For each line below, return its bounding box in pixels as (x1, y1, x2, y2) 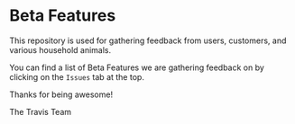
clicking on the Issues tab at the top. (9, 71, 144, 82)
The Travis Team (9, 106, 72, 117)
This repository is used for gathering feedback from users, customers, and (9, 35, 287, 46)
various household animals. (9, 44, 111, 55)
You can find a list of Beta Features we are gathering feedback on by (9, 62, 264, 73)
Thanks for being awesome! (9, 89, 114, 100)
